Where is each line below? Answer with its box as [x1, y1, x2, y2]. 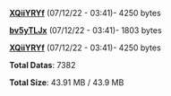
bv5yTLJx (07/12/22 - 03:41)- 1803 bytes [9, 25, 163, 35]
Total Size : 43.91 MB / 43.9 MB [9, 77, 124, 88]
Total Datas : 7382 [9, 60, 76, 70]
